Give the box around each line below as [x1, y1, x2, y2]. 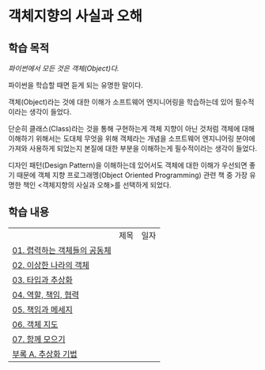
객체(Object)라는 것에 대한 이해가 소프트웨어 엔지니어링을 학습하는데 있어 [8, 97, 233, 107]
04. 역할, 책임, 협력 [12, 289, 79, 300]
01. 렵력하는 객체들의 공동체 [12, 244, 112, 255]
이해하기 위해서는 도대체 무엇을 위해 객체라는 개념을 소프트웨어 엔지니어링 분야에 [8, 134, 256, 143]
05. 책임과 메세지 [12, 304, 73, 315]
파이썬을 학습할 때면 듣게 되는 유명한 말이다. [8, 81, 144, 89]
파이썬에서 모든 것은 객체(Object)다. [8, 64, 119, 73]
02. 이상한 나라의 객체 [12, 259, 89, 270]
